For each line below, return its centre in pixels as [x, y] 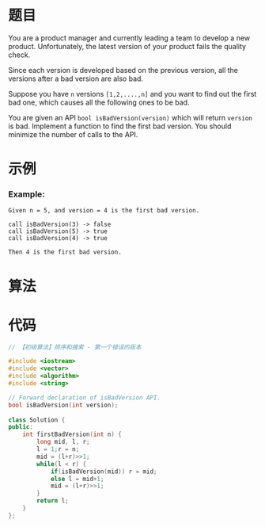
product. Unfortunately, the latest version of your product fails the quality [127, 46]
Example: [26, 194]
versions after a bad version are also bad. [76, 78]
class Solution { [37, 420]
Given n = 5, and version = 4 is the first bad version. [104, 211]
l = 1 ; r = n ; [58, 449]
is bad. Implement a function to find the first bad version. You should [120, 126]
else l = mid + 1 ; [77, 479]
